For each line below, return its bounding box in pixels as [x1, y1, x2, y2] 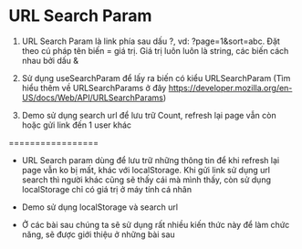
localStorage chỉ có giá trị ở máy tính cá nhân [21, 183, 193, 194]
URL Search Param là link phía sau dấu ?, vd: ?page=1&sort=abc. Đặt [21, 36, 280, 47]
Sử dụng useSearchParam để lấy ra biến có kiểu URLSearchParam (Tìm [21, 72, 291, 83]
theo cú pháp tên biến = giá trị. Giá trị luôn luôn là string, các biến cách [21, 45, 289, 56]
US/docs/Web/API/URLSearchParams [21, 92, 163, 103]
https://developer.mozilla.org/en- [168, 82, 293, 93]
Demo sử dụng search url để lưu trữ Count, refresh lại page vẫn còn [21, 109, 276, 120]
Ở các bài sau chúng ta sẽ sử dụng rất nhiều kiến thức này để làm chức [21, 219, 290, 230]
